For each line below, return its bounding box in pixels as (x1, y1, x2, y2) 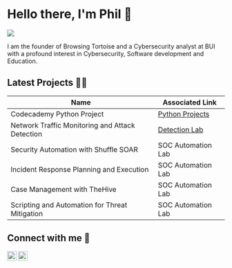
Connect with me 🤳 (7, 232, 90, 244)
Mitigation (10, 208, 43, 218)
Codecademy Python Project (10, 109, 104, 118)
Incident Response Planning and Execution (10, 164, 149, 174)
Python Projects (157, 109, 210, 118)
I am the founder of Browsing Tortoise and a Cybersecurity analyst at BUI (7, 42, 215, 51)
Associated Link (162, 97, 217, 107)
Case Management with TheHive (10, 184, 117, 194)
